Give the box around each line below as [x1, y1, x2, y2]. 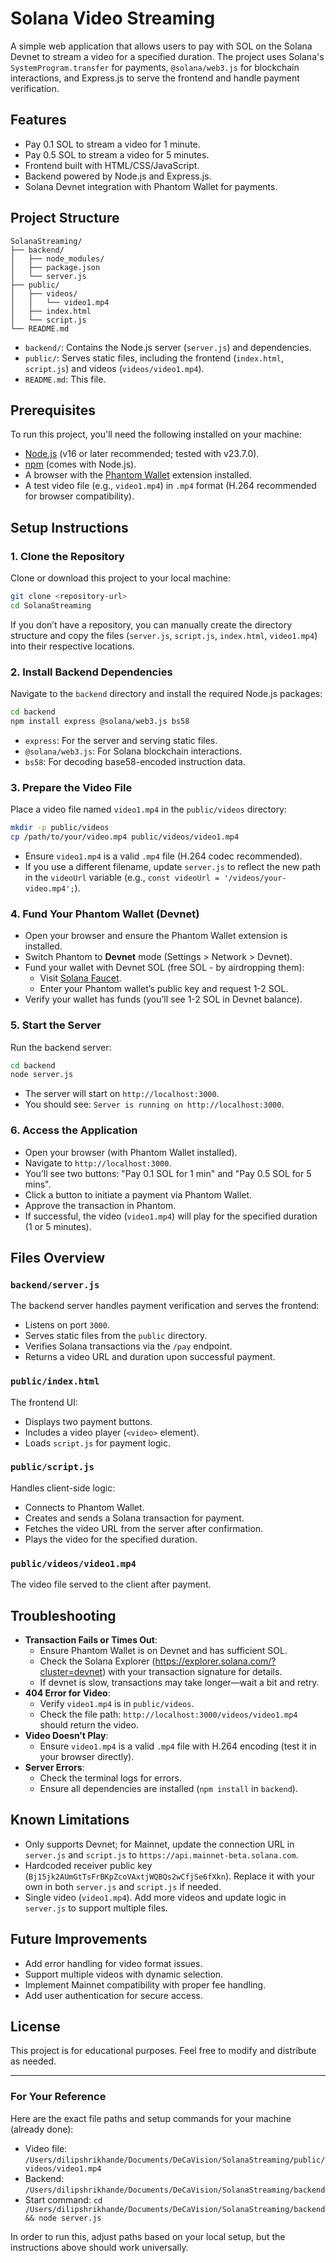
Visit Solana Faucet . [39, 972, 122, 984]
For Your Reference [10, 2090, 107, 2104]
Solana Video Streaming [10, 7, 216, 30]
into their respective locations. [10, 640, 135, 652]
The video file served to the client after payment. [10, 1578, 212, 1591]
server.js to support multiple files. [24, 1902, 168, 1914]
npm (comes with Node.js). [24, 458, 137, 471]
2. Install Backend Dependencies [10, 665, 173, 679]
